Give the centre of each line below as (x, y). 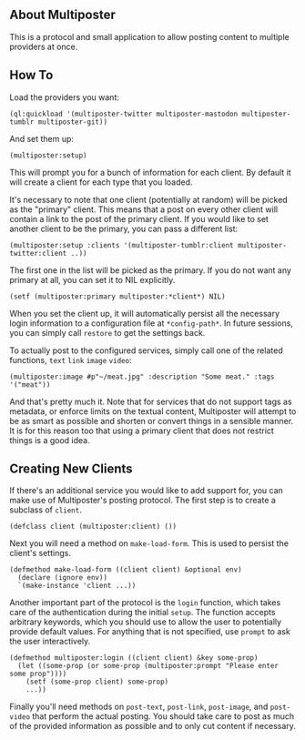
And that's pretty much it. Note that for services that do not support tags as (151, 401)
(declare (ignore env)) (62, 578)
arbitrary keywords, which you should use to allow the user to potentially (146, 622)
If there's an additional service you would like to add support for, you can (147, 491)
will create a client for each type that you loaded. (101, 182)
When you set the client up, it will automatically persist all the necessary (145, 313)
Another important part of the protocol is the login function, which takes (145, 603)
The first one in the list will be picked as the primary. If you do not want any (150, 270)
